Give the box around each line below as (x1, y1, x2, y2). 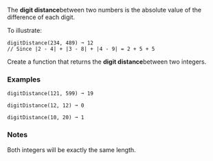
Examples (7, 75, 41, 84)
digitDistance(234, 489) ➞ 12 (7, 40, 94, 47)
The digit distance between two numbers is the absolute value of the (7, 6, 201, 14)
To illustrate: (7, 27, 43, 34)
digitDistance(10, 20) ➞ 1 (7, 114, 85, 121)
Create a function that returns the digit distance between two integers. (7, 58, 207, 66)
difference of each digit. (7, 13, 76, 21)
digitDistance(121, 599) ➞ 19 (7, 90, 94, 97)
